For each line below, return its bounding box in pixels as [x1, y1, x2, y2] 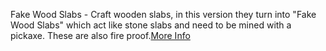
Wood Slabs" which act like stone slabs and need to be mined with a [10, 19, 292, 31]
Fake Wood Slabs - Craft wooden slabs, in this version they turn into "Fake [10, 9, 317, 20]
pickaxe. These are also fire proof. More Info [10, 30, 191, 41]
